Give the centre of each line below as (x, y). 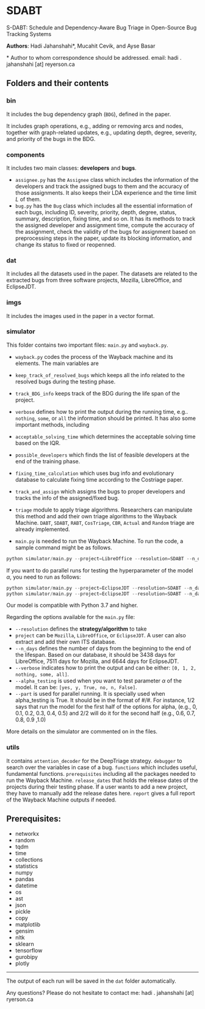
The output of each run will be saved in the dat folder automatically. (91, 981)
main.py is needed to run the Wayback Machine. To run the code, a (99, 541)
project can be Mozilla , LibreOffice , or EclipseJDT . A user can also (100, 635)
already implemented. (42, 529)
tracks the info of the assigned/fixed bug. (67, 497)
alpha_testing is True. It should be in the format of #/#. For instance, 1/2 (105, 700)
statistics (27, 866)
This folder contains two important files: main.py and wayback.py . (88, 345)
